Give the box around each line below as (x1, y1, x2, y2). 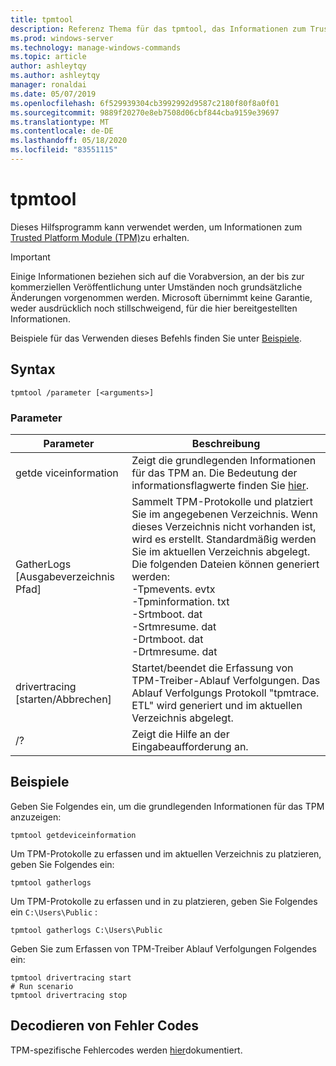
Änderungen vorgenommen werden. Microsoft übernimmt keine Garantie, (10, 291, 313, 303)
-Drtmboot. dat (131, 632, 204, 646)
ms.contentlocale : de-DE (10, 126, 114, 136)
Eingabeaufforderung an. (131, 739, 249, 753)
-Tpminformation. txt (131, 594, 230, 608)
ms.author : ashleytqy (10, 71, 101, 81)
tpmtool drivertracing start (10, 972, 132, 983)
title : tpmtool (10, 14, 74, 25)
